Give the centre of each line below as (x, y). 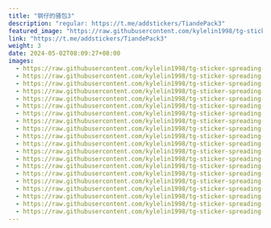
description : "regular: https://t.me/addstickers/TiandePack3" (117, 23)
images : (21, 61)
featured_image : (35, 31)
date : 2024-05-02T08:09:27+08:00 (65, 53)
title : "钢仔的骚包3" (42, 16)
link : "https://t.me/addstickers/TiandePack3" (88, 38)
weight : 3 (25, 46)
